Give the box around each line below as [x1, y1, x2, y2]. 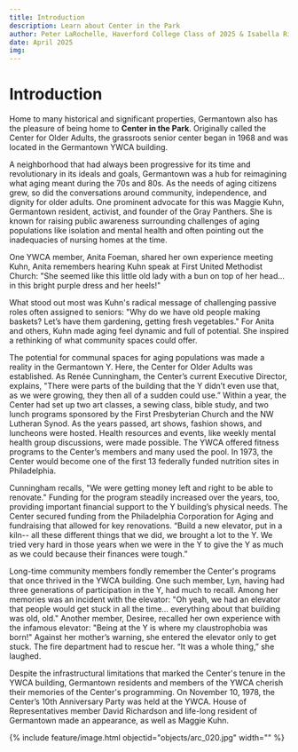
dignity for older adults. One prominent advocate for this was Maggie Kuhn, [9, 197, 285, 208]
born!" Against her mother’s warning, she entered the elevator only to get [9, 632, 277, 643]
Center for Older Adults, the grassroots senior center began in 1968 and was [9, 132, 288, 143]
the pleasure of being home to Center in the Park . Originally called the [9, 123, 267, 134]
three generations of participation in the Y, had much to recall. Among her [9, 585, 279, 596]
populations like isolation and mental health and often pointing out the [9, 226, 264, 236]
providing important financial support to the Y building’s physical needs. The [9, 502, 288, 512]
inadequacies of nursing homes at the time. [9, 234, 168, 245]
